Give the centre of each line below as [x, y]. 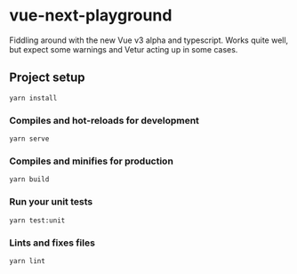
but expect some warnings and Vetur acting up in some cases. [124, 49]
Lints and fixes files [52, 243]
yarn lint [28, 261]
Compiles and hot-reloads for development [104, 120]
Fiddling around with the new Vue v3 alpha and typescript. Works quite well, [149, 40]
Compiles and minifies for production [91, 161]
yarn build [29, 180]
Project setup [48, 78]
